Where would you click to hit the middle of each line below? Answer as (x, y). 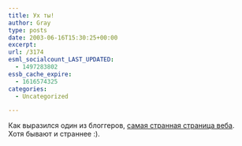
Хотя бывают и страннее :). (54, 134)
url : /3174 (26, 52)
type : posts (28, 30)
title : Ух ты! (32, 15)
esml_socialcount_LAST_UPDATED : (61, 60)
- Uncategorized (42, 96)
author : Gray (30, 23)
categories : (28, 89)
